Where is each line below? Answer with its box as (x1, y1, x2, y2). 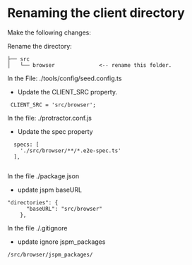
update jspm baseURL (17, 185, 83, 194)
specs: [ (13, 141, 40, 148)
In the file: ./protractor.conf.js (7, 113, 92, 122)
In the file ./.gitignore (7, 223, 68, 232)
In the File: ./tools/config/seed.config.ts (7, 74, 122, 82)
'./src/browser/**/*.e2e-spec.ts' (20, 147, 121, 154)
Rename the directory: (7, 42, 72, 50)
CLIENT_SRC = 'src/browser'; (10, 101, 97, 109)
